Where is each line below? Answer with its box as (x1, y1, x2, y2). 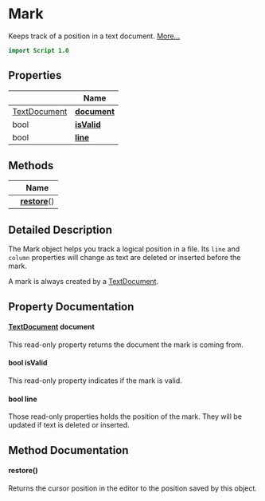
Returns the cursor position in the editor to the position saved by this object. (8, 483, 257, 493)
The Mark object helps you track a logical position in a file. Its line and (8, 244, 240, 254)
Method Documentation (8, 444, 129, 457)
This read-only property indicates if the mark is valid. (8, 376, 183, 385)
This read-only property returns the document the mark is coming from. (8, 340, 244, 349)
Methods (8, 159, 54, 172)
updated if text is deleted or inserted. (8, 420, 130, 430)
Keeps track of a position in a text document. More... (8, 31, 181, 41)
